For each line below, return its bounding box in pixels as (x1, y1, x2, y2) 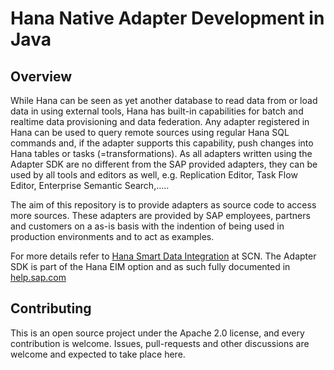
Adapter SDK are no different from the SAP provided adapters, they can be (10, 158, 318, 170)
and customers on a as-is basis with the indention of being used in (10, 220, 285, 232)
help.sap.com (10, 272, 67, 283)
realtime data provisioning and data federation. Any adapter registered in (10, 116, 310, 127)
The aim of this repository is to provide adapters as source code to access (10, 199, 317, 211)
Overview (10, 68, 73, 85)
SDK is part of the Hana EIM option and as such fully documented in (10, 261, 291, 272)
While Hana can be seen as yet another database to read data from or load (10, 95, 318, 106)
